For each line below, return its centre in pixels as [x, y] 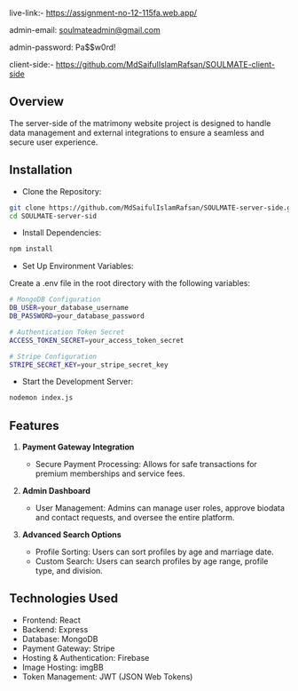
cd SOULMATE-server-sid [53, 216]
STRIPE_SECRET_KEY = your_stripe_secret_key [89, 365]
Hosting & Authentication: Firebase [86, 657]
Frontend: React [51, 620]
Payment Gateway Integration [78, 447]
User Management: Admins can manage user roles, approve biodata [160, 508]
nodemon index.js [41, 398]
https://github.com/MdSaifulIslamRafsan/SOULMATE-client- [165, 64]
